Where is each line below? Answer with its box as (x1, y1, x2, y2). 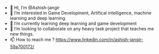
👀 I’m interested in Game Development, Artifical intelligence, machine (9, 10, 152, 16)
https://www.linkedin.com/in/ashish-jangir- (55, 37, 144, 42)
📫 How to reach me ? (9, 37, 55, 42)
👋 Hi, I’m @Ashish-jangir (9, 5, 60, 10)
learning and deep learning (9, 15, 66, 21)
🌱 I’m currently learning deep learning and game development (9, 20, 137, 26)
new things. (9, 31, 34, 37)
